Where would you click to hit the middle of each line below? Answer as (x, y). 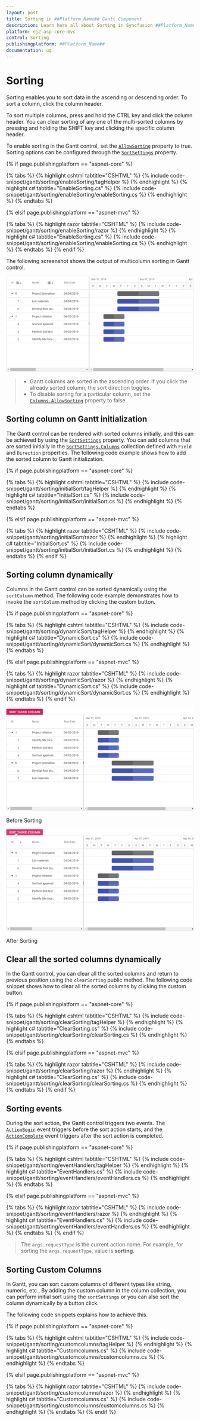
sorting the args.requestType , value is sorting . (78, 1251)
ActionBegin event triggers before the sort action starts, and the (84, 1129)
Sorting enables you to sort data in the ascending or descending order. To (97, 97)
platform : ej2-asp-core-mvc (41, 32)
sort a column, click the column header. (54, 103)
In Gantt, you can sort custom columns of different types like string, (89, 1284)
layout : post (22, 13)
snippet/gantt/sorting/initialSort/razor (52, 537)
